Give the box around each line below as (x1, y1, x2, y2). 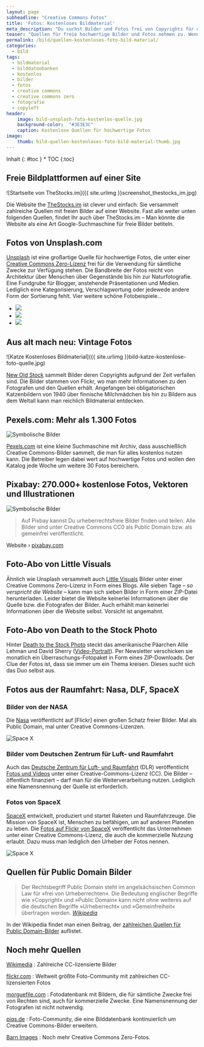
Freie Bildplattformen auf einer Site (6, 173, 141, 183)
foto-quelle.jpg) (6, 359, 46, 367)
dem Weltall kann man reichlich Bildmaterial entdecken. (6, 397, 144, 404)
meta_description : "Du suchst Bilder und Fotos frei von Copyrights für (6, 25, 194, 32)
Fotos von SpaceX (6, 798, 61, 807)
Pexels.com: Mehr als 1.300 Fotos (6, 415, 137, 425)
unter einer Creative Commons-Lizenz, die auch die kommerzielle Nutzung (6, 831, 193, 838)
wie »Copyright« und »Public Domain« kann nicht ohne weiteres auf (21, 896, 191, 903)
